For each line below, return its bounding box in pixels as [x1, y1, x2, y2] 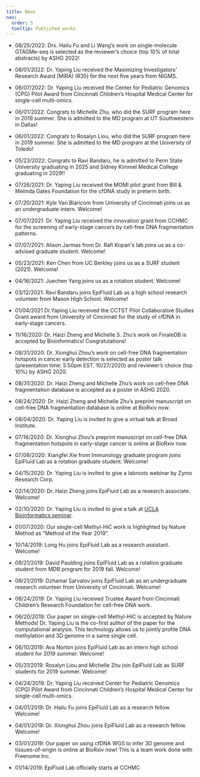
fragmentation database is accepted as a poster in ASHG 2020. [14, 386, 171, 394]
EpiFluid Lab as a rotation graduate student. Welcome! [14, 458, 149, 465]
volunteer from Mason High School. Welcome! [14, 295, 128, 303]
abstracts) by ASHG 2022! [14, 54, 80, 62]
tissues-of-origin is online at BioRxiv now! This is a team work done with [14, 746, 193, 754]
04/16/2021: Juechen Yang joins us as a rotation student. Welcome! [14, 278, 181, 285]
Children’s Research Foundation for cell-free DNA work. [14, 602, 152, 609]
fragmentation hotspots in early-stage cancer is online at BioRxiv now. [14, 440, 187, 447]
